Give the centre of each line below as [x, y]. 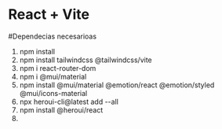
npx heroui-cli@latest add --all [69, 101]
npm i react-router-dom [58, 68]
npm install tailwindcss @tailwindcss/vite [86, 60]
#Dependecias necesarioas [52, 36]
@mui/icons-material [53, 93]
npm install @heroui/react [61, 110]
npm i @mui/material [53, 76]
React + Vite [49, 15]
